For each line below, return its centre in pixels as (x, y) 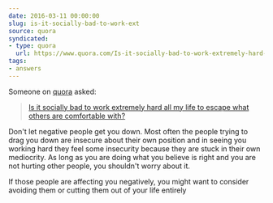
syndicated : (28, 38)
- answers (25, 69)
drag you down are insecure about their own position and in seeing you (128, 140)
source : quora (32, 31)
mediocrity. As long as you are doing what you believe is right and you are (132, 157)
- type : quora (32, 46)
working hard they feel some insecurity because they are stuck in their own (134, 148)
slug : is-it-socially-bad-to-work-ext (74, 23)
